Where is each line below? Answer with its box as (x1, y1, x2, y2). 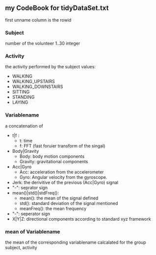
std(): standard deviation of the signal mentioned (19, 200, 118, 206)
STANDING (12, 94, 35, 100)
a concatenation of (5, 123, 43, 129)
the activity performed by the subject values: (5, 64, 96, 70)
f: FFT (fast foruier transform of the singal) (19, 142, 105, 149)
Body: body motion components (19, 153, 85, 159)
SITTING (12, 89, 30, 95)
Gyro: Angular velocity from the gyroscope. (19, 174, 107, 180)
